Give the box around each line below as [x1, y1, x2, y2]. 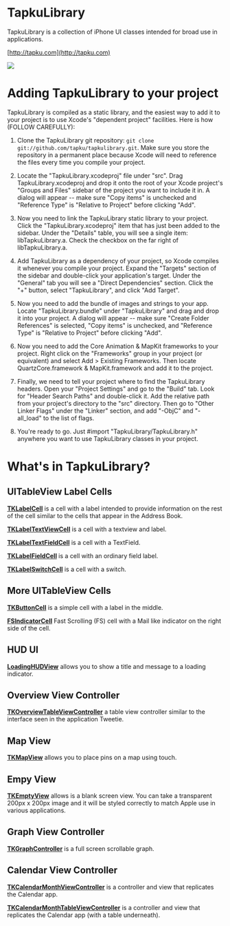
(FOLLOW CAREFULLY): [7, 123, 76, 131]
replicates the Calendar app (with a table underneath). [7, 911, 161, 919]
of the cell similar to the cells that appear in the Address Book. [7, 511, 183, 519]
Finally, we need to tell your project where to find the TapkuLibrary [16, 377, 205, 385]
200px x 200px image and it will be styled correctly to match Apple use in [7, 799, 216, 807]
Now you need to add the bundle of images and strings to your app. [16, 299, 209, 307]
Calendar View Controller [7, 865, 118, 876]
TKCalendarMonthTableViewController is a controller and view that [7, 903, 200, 912]
